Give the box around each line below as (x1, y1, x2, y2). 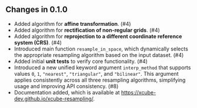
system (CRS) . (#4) (14, 39, 62, 46)
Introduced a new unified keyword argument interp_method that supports (14, 64, 191, 71)
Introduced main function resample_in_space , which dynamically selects (14, 45, 189, 52)
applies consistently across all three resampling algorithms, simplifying (14, 76, 186, 83)
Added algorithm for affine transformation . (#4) (14, 20, 131, 27)
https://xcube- (121, 89, 156, 96)
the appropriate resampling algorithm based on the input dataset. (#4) (14, 51, 184, 58)
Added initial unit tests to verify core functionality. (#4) (14, 58, 148, 65)
